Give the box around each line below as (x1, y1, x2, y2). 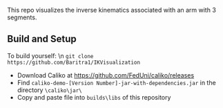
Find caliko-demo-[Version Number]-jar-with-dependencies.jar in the (17, 78, 216, 87)
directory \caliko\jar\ (17, 86, 82, 94)
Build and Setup (7, 33, 77, 45)
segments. (7, 13, 37, 21)
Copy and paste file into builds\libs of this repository (17, 93, 171, 101)
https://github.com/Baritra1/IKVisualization (7, 59, 140, 66)
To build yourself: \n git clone (7, 51, 94, 60)
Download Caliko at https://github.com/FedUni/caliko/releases (17, 71, 195, 79)
